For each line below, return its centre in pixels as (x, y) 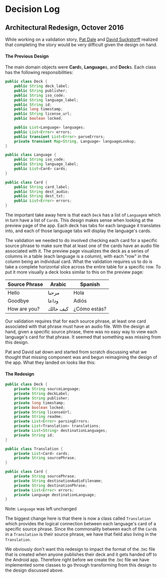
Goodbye (18, 301)
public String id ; (33, 105)
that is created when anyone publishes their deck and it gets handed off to (81, 555)
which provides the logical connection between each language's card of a (81, 524)
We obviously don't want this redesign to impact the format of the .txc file (80, 549)
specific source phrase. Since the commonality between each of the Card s (81, 529)
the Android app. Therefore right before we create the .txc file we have (77, 560)
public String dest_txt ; (40, 196)
